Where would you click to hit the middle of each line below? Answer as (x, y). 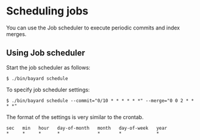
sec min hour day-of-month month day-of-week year (87, 128)
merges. (16, 34)
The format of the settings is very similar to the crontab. (75, 117)
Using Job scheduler (46, 53)
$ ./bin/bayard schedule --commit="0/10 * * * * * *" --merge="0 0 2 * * (100, 100)
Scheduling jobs (47, 11)
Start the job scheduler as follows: (49, 67)
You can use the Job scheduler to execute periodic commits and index (93, 28)
